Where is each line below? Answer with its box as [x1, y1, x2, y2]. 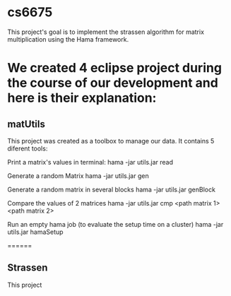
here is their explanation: [7, 90, 157, 106]
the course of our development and [7, 75, 219, 91]
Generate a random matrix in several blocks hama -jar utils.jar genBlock [7, 185, 215, 194]
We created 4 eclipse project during [7, 60, 223, 76]
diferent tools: [7, 144, 48, 153]
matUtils [7, 118, 46, 130]
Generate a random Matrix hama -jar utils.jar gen [7, 171, 150, 180]
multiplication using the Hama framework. [7, 35, 129, 43]
